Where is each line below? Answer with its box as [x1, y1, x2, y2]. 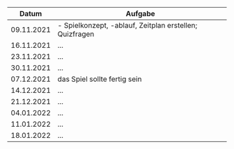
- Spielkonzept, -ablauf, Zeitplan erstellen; [57, 21, 198, 30]
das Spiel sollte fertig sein [57, 74, 142, 84]
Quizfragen [57, 29, 95, 39]
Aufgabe [125, 9, 155, 18]
